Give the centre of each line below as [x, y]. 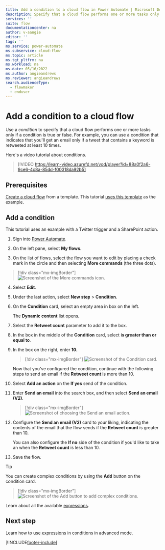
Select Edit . [24, 287]
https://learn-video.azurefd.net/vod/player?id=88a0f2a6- [93, 165]
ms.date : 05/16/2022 [27, 69]
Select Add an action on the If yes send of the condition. [70, 383]
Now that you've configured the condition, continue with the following [83, 368]
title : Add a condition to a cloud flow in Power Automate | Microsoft [80, 10]
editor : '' [17, 37]
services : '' [19, 19]
